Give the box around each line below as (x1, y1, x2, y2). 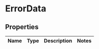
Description (44, 38, 72, 44)
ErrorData (5, 3, 46, 14)
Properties (5, 23, 39, 31)
